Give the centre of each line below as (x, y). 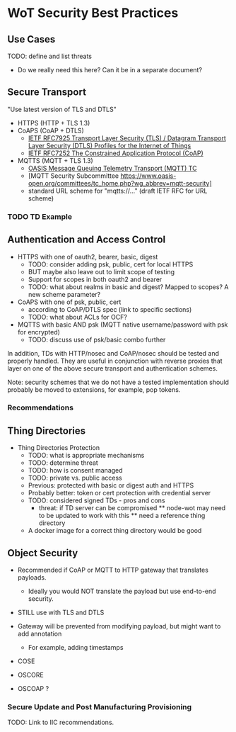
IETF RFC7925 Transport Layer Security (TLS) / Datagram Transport (127, 138)
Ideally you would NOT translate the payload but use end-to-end (122, 591)
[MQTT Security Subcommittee (73, 176)
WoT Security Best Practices (93, 13)
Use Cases (31, 39)
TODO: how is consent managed (75, 471)
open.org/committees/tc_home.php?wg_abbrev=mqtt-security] (120, 183)
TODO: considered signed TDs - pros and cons (96, 500)
